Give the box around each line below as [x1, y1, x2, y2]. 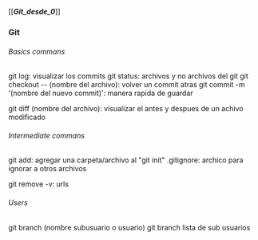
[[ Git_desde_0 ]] [8, 7, 62, 16]
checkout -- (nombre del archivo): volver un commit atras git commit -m [8, 80, 245, 90]
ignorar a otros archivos [8, 164, 87, 174]
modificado [8, 112, 46, 122]
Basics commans [8, 46, 65, 56]
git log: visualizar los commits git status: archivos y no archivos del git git [8, 71, 249, 81]
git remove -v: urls [8, 179, 69, 189]
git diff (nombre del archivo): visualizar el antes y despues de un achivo [8, 104, 244, 114]
